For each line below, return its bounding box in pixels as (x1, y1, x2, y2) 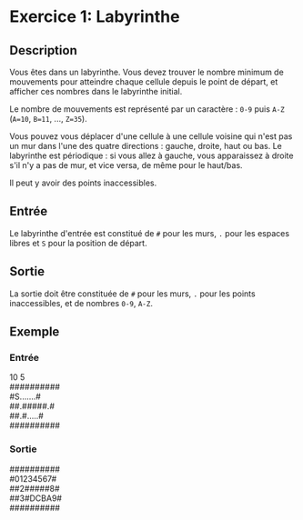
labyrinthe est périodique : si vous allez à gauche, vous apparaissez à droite (9, 150, 294, 161)
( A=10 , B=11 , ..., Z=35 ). (9, 114, 88, 124)
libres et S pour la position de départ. (9, 237, 147, 248)
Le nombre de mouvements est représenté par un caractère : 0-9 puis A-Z (9, 104, 285, 115)
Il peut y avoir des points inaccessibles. (9, 177, 157, 188)
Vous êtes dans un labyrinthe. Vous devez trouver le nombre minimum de (9, 66, 284, 77)
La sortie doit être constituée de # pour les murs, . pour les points (9, 288, 257, 299)
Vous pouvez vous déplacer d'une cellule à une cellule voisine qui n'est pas (9, 131, 293, 142)
